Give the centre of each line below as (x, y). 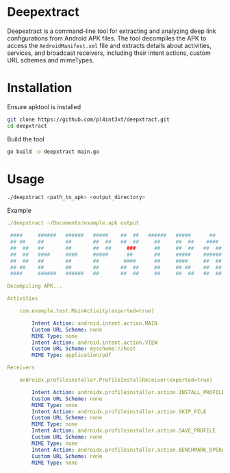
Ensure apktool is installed (44, 106)
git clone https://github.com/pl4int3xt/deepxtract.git (88, 119)
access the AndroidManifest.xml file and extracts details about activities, (110, 45)
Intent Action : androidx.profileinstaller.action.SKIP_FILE (119, 412)
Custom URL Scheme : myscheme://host (84, 349)
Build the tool (26, 139)
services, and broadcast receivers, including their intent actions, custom (109, 53)
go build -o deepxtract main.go (53, 152)
